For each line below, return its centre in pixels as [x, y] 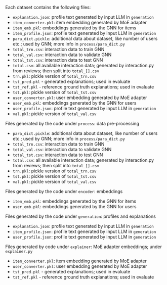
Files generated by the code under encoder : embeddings [64, 191]
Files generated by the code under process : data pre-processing [72, 124]
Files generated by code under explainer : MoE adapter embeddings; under [83, 247]
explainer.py [19, 252]
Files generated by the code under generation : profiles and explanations [80, 216]
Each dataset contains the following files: [48, 7]
